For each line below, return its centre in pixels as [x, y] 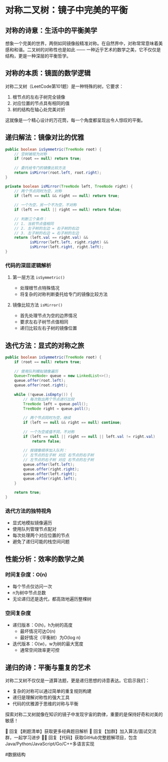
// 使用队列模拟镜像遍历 [36, 371]
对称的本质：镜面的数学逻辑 [48, 73]
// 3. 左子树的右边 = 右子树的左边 [46, 233]
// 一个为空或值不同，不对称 [49, 432]
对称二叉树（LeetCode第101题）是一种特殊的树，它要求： [64, 86]
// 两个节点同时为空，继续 [47, 418]
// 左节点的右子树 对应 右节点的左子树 [58, 460]
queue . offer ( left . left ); [49, 465]
